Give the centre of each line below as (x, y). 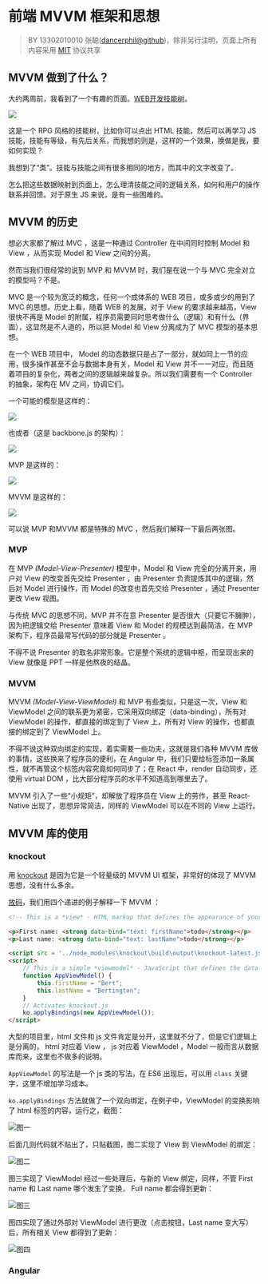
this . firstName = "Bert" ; (80, 983)
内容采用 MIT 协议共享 (64, 50)
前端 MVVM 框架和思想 (84, 16)
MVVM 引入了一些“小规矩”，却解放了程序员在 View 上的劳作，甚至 (118, 796)
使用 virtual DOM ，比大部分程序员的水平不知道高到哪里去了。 (110, 779)
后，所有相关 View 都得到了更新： (64, 1233)
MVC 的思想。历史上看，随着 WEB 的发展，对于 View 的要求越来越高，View (132, 307)
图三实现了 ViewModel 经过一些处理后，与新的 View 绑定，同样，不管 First (131, 1178)
